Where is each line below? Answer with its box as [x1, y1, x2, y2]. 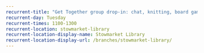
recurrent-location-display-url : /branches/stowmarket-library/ [5, 37, 172, 43]
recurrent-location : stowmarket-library [5, 26, 110, 32]
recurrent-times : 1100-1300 [5, 20, 77, 26]
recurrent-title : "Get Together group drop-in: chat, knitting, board [5, 9, 189, 15]
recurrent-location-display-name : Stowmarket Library [5, 32, 146, 38]
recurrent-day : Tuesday [5, 15, 66, 21]
